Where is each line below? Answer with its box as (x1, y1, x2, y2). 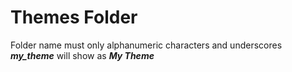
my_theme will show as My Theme (10, 49, 155, 61)
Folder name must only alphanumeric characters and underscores (10, 39, 283, 51)
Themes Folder (10, 6, 138, 29)
